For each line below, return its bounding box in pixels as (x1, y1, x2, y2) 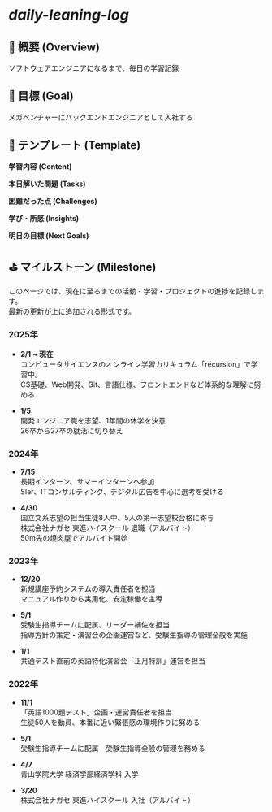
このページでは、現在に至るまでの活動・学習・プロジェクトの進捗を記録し (8, 286, 257, 296)
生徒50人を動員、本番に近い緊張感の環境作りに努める (19, 717, 201, 727)
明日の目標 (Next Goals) (8, 230, 89, 241)
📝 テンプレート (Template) (8, 138, 141, 152)
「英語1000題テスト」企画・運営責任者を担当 (19, 707, 172, 717)
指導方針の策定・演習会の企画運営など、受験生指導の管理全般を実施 (19, 630, 248, 640)
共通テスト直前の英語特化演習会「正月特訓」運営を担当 (19, 656, 205, 666)
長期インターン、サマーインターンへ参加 (19, 477, 155, 487)
